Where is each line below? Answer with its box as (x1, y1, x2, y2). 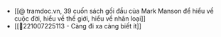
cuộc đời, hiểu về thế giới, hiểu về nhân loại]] (14, 14, 146, 23)
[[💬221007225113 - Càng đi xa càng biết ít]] (14, 22, 142, 30)
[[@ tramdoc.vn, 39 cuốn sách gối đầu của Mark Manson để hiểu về (14, 7, 215, 15)
